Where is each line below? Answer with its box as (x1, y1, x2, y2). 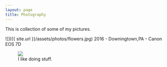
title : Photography (5, 12, 46, 17)
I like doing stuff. (18, 56, 52, 62)
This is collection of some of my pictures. (5, 26, 91, 32)
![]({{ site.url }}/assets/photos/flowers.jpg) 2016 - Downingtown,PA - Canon (5, 36, 162, 42)
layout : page (5, 7, 33, 13)
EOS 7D (5, 41, 22, 47)
